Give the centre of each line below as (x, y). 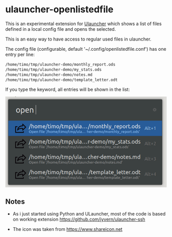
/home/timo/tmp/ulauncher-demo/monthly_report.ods (60, 64)
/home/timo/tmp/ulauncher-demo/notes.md (49, 75)
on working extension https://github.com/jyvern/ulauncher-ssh (79, 220)
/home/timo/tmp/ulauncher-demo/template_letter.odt (61, 80)
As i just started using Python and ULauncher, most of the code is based (89, 214)
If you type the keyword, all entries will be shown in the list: (68, 89)
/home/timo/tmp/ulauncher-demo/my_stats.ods (53, 70)
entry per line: (20, 54)
